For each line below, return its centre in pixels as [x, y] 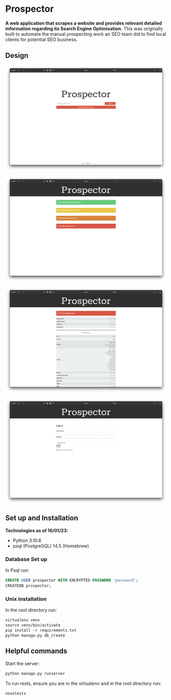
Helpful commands [36, 651]
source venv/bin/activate [33, 625]
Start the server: [23, 663]
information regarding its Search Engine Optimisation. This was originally [84, 28]
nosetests [16, 693]
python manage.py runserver [35, 673]
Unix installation [26, 599]
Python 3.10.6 [27, 540]
